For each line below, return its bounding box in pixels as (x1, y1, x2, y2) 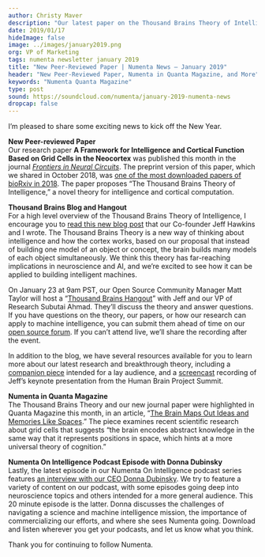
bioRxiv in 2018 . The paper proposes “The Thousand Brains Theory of (8, 179, 236, 188)
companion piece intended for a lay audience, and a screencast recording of (8, 368, 257, 377)
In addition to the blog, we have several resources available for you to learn (8, 351, 252, 361)
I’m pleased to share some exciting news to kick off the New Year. (8, 122, 222, 131)
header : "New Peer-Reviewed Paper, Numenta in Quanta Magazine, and (8, 70, 238, 78)
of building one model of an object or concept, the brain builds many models (8, 244, 257, 254)
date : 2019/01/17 (8, 26, 65, 34)
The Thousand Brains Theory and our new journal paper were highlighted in (8, 400, 255, 410)
